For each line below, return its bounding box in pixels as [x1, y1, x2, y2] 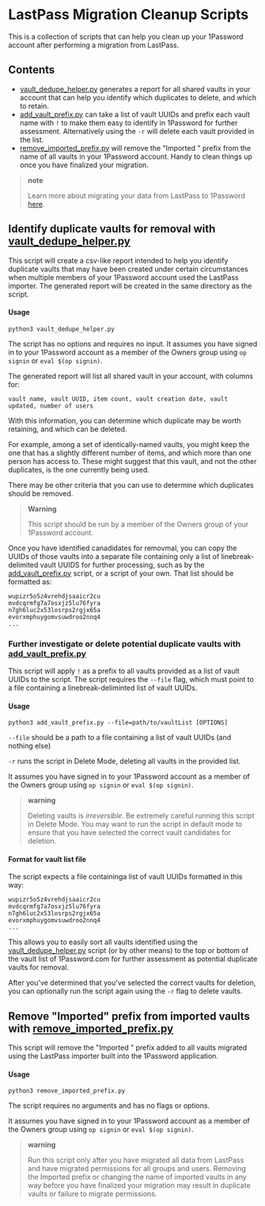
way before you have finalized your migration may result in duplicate [27, 1181, 251, 1190]
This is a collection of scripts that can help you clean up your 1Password [8, 32, 244, 41]
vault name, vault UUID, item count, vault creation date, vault [8, 395, 228, 403]
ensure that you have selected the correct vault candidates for [27, 828, 231, 837]
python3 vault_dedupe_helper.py [8, 325, 115, 333]
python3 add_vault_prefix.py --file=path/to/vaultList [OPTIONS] [8, 719, 228, 727]
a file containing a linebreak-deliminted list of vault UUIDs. [8, 683, 198, 693]
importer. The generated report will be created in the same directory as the [8, 281, 252, 290]
